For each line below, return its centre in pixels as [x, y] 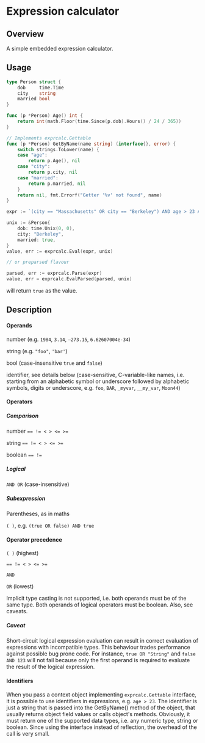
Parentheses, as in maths [38, 514]
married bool [34, 99]
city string [37, 93]
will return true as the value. [42, 291]
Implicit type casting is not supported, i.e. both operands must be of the [96, 599]
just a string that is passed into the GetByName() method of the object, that [101, 708]
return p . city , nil [53, 173]
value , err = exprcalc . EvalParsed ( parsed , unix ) [69, 279]
